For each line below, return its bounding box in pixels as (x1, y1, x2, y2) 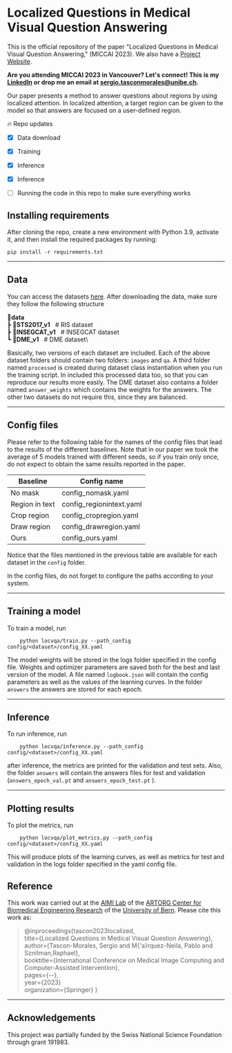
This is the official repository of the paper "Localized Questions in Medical (7, 42, 219, 51)
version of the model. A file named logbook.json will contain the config (7, 670, 209, 678)
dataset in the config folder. (7, 558, 86, 566)
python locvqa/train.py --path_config (19, 637, 131, 644)
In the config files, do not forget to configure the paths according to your (7, 572, 214, 580)
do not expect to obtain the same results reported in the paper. (7, 459, 186, 468)
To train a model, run (7, 623, 66, 632)
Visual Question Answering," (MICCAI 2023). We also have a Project (7, 50, 201, 58)
